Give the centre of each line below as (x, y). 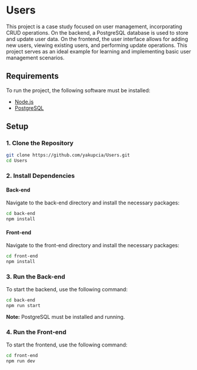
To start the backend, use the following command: (67, 290)
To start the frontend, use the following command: (67, 345)
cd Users (17, 161)
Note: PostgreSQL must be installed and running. (66, 317)
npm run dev (21, 361)
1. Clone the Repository (40, 143)
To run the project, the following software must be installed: (78, 90)
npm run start (24, 306)
